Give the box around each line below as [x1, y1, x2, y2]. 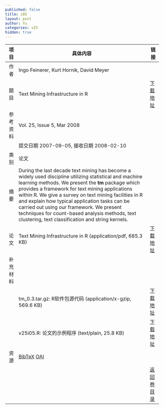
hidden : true [5, 30, 32, 35]
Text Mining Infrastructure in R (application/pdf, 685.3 [19, 233, 143, 239]
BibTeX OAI [19, 353, 44, 360]
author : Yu [5, 21, 27, 26]
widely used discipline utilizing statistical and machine [19, 173, 143, 180]
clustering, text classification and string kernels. [19, 216, 128, 223]
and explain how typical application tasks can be [19, 198, 130, 204]
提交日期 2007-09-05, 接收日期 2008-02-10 [19, 143, 126, 149]
